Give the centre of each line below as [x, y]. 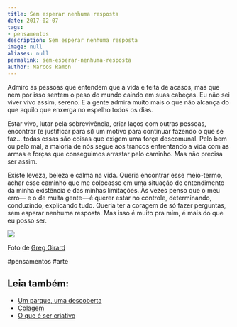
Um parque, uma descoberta [60, 301]
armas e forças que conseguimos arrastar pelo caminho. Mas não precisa [115, 154]
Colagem [31, 308]
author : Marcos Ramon [39, 67]
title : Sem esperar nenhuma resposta [63, 14]
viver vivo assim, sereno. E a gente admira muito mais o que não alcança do [118, 102]
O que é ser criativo [46, 316]
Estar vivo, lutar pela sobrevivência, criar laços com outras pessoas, [107, 123]
